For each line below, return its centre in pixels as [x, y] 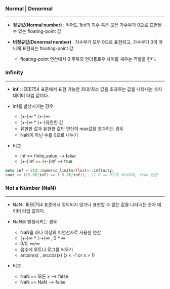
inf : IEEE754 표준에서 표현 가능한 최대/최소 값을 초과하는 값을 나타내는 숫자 [88, 89]
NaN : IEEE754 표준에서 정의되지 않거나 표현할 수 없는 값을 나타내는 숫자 [84, 204]
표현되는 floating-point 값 [48, 49]
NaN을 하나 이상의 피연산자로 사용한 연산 [60, 232]
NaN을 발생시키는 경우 [35, 221]
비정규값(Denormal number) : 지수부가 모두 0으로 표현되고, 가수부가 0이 [85, 42]
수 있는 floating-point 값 [37, 31]
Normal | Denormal [29, 9]
